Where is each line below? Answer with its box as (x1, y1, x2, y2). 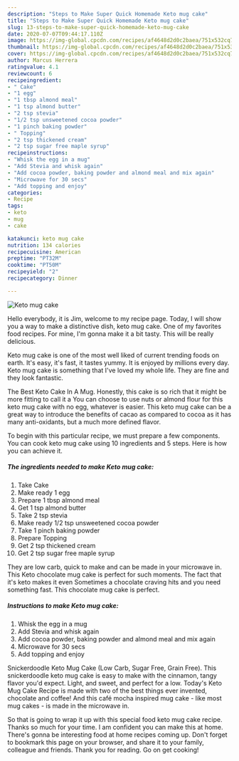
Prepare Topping (17, 533, 68, 542)
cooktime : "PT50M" (7, 261, 62, 269)
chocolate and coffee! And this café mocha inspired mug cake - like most (7, 693, 222, 702)
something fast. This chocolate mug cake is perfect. (7, 585, 160, 594)
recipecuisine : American (7, 248, 81, 256)
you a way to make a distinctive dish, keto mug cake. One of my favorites (7, 322, 222, 330)
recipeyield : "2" (7, 268, 59, 275)
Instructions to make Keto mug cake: (7, 602, 119, 610)
